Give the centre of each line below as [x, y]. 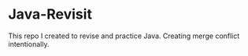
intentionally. [29, 44]
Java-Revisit [50, 14]
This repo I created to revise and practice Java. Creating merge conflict [124, 36]
